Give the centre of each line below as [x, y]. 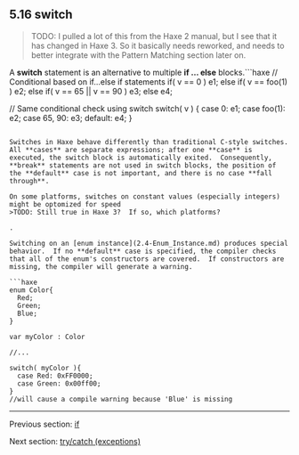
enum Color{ [31, 290]
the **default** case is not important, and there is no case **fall [141, 173]
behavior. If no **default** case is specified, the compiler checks [143, 251]
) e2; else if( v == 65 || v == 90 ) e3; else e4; [91, 91]
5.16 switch [41, 15]
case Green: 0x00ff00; [59, 383]
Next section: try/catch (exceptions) [75, 441]
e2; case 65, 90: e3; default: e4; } [71, 118]
